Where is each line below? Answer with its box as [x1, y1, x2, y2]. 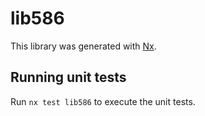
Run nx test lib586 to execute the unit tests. [10, 95, 196, 107]
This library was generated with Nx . [10, 40, 157, 52]
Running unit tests [10, 69, 127, 86]
